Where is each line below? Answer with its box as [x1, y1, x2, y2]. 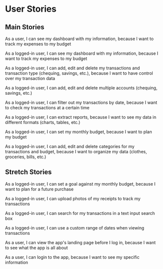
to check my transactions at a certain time [5, 105, 90, 110]
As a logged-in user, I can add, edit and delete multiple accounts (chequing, [5, 85, 158, 91]
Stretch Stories [5, 168, 52, 176]
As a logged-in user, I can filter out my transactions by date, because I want [5, 100, 158, 105]
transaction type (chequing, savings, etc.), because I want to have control [5, 70, 153, 76]
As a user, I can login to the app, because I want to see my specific [5, 254, 140, 260]
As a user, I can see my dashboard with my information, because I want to [5, 36, 154, 41]
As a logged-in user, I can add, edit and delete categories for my [5, 144, 135, 149]
